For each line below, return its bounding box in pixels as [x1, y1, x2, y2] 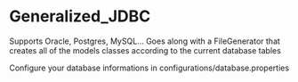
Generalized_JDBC [9, 6, 151, 27]
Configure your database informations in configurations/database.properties [9, 62, 290, 73]
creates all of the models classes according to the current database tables [9, 45, 282, 55]
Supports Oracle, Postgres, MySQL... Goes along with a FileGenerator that [9, 36, 280, 46]
